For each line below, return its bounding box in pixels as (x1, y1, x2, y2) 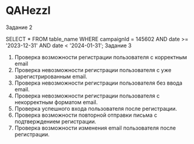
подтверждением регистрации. (14, 117, 96, 125)
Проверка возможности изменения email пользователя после (14, 124, 176, 131)
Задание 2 (5, 24, 33, 31)
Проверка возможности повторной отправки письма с (14, 111, 158, 119)
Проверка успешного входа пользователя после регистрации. (14, 105, 177, 112)
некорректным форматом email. (14, 98, 98, 106)
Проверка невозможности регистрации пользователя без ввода (14, 79, 182, 87)
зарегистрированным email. (14, 73, 87, 80)
